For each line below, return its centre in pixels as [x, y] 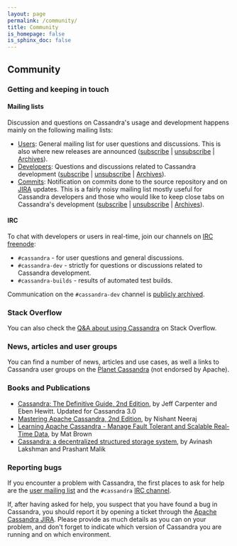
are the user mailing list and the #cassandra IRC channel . [89, 490]
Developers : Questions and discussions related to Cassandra [107, 166]
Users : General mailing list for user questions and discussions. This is [119, 144]
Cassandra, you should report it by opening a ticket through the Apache [112, 512]
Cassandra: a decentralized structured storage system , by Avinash [115, 441]
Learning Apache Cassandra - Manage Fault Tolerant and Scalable [115, 426]
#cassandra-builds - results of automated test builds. [95, 280]
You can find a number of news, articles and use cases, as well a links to [114, 362]
